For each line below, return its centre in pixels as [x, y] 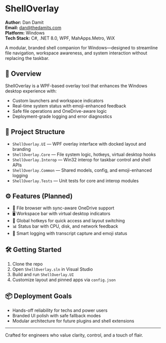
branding [21, 149]
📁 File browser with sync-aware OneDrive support [63, 208]
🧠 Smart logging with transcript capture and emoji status [70, 234]
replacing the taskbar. [27, 58]
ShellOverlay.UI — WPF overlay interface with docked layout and [79, 144]
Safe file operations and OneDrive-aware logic [60, 111]
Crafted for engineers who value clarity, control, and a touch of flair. [74, 335]
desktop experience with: [31, 91]
